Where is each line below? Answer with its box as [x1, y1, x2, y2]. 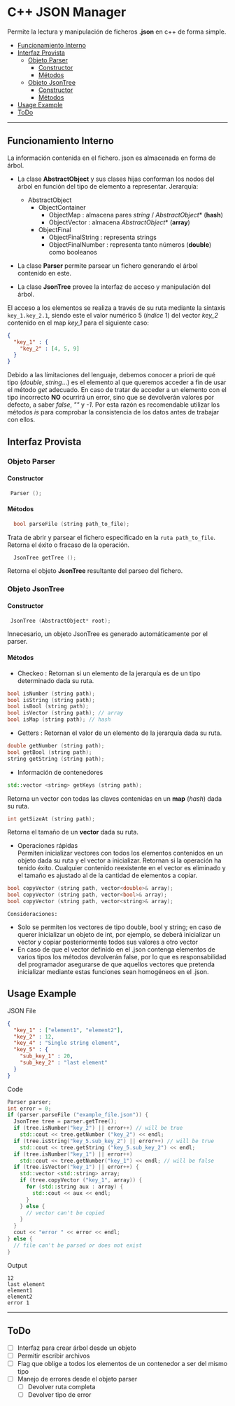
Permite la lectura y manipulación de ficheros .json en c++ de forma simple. [7, 27, 227, 36]
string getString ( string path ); [7, 755, 105, 762]
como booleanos [48, 248, 98, 256]
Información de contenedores [17, 768, 104, 776]
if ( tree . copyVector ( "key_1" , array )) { [20, 1177, 142, 1184]
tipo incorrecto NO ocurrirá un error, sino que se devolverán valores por [7, 393, 215, 402]
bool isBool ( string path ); [7, 703, 90, 710]
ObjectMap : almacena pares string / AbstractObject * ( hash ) [48, 210, 224, 219]
